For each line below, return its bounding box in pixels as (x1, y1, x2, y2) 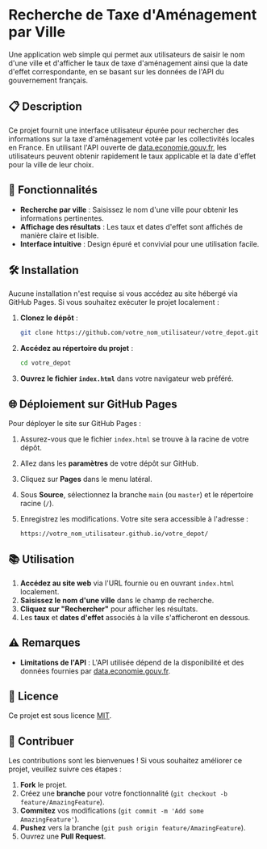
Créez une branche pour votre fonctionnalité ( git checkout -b (19, 788, 228, 798)
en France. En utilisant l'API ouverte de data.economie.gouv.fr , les (8, 142, 227, 152)
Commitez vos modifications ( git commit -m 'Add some (19, 806, 204, 816)
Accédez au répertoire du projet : (19, 344, 134, 353)
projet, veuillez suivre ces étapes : (8, 764, 123, 774)
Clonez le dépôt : (19, 313, 78, 323)
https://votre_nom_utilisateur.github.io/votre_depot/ (19, 530, 209, 538)
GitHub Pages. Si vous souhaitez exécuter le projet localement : (8, 298, 219, 307)
